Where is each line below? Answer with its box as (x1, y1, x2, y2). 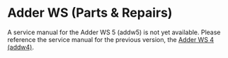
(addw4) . (7, 43, 34, 51)
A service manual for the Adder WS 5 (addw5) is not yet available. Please (7, 28, 221, 36)
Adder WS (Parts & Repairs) (7, 5, 173, 21)
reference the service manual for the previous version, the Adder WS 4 (7, 35, 215, 43)
